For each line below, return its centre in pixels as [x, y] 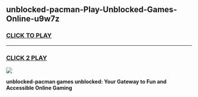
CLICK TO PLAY [29, 36]
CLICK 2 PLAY [27, 58]
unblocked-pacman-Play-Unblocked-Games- [92, 10]
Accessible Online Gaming [39, 88]
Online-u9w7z [33, 19]
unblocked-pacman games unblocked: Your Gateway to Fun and [86, 81]
